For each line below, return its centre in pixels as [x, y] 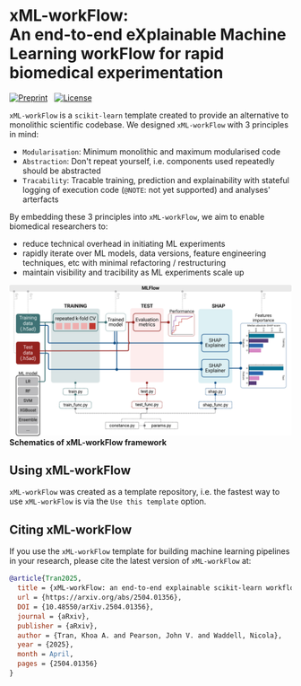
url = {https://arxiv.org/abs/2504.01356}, [99, 598]
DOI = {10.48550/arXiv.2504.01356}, [86, 607]
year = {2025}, [46, 645]
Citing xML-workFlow [71, 529]
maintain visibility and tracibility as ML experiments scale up [133, 272]
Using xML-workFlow [70, 471]
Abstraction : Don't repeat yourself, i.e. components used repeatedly [148, 161]
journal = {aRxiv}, [54, 616]
